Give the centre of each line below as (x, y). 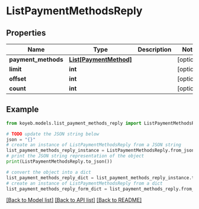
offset (18, 79)
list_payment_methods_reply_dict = (50, 178)
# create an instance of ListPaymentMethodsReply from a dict (84, 183)
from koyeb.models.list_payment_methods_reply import (74, 123)
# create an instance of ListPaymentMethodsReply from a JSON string (94, 145)
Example (23, 110)
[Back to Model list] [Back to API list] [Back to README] (74, 200)
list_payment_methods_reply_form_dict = (57, 189)
